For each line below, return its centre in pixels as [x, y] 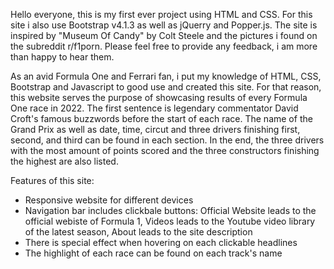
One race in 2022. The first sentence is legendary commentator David [154, 108]
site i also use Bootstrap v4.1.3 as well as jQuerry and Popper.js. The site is [164, 25]
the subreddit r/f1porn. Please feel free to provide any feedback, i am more [164, 46]
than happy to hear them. [62, 57]
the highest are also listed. [64, 161]
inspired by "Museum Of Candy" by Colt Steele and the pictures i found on [164, 35]
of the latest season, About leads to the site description [138, 232]
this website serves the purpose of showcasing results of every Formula [159, 97]
